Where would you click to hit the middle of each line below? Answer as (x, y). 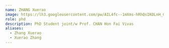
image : (12, 14)
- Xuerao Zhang (26, 38)
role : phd (16, 19)
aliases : (14, 28)
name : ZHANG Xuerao (26, 10)
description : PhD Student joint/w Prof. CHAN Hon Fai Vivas (70, 24)
